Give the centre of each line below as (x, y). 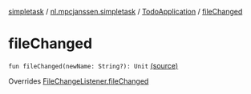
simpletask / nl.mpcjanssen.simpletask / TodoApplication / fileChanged (125, 12)
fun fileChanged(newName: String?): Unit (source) (93, 65)
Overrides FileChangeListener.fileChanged (79, 81)
